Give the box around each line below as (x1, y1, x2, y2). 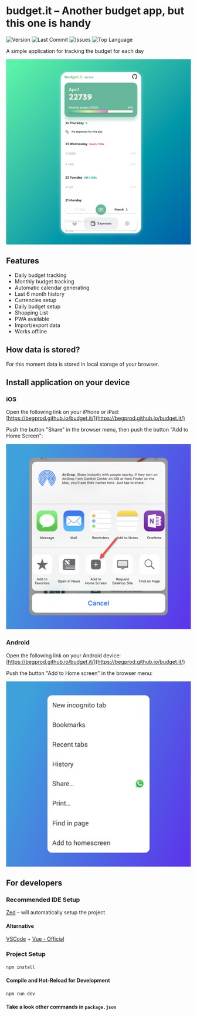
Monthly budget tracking (14, 278, 74, 285)
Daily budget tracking (14, 272, 67, 279)
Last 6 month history (14, 290, 65, 298)
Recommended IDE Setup (6, 895, 80, 904)
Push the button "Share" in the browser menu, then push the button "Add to (6, 426, 189, 433)
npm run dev (6, 991, 35, 997)
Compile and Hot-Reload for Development (6, 977, 110, 984)
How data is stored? (6, 345, 80, 355)
